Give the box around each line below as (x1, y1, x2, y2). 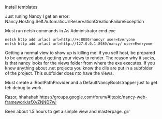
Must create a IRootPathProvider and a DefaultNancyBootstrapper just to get (5, 79, 158, 85)
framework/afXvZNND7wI (5, 99, 57, 105)
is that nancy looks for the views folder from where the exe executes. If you (5, 60, 155, 66)
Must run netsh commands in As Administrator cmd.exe (5, 28, 116, 33)
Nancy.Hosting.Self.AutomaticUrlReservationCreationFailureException (5, 19, 144, 24)
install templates (5, 4, 38, 10)
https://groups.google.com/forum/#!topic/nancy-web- (39, 94, 147, 100)
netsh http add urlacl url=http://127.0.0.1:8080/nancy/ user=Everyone (5, 41, 152, 46)
